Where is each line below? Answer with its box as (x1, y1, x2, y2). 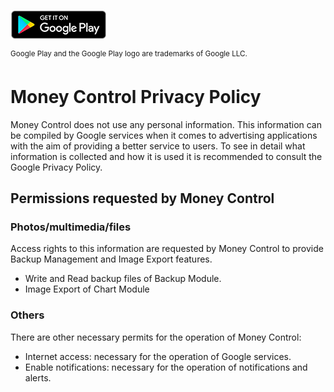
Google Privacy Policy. (10, 161, 103, 173)
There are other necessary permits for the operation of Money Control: (10, 331, 302, 343)
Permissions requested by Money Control (10, 190, 275, 207)
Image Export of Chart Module (24, 283, 150, 295)
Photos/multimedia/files (10, 220, 132, 234)
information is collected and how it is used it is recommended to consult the (10, 150, 323, 162)
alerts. (24, 371, 52, 384)
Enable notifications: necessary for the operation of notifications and (24, 361, 308, 373)
